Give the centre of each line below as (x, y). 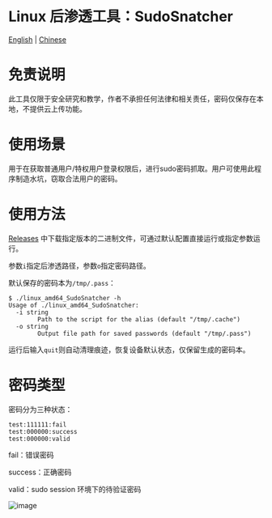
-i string (32, 312)
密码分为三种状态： (40, 409)
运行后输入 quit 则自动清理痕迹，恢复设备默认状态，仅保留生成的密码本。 (129, 350)
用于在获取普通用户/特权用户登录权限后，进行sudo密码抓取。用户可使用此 (132, 168)
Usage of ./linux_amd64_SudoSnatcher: (74, 305)
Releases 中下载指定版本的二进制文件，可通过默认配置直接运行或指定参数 (131, 238)
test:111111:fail (38, 425)
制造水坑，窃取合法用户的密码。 (68, 178)
